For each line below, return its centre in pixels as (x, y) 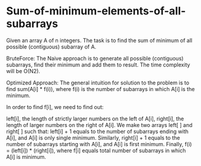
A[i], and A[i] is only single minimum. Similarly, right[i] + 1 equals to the (93, 138)
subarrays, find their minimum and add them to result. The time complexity (98, 65)
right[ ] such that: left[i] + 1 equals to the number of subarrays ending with (98, 131)
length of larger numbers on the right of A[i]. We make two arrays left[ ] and (99, 125)
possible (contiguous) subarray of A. (51, 47)
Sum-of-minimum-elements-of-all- (96, 11)
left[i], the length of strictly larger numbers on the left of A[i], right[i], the (95, 119)
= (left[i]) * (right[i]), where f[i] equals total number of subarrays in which (96, 150)
